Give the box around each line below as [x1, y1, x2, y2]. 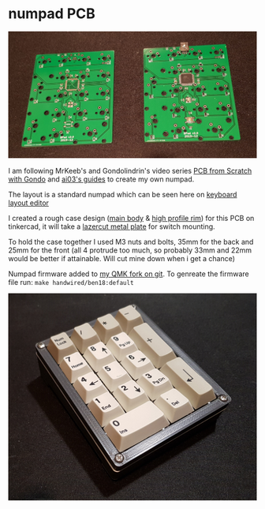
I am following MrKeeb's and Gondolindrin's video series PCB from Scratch [8, 167, 252, 176]
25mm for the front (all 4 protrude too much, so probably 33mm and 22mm [8, 245, 252, 255]
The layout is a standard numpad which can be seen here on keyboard [8, 190, 237, 200]
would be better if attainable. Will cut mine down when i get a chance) [8, 254, 235, 264]
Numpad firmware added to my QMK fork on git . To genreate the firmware [8, 269, 250, 279]
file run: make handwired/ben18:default [8, 278, 134, 287]
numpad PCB [8, 5, 96, 23]
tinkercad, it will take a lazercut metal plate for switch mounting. [8, 222, 215, 231]
